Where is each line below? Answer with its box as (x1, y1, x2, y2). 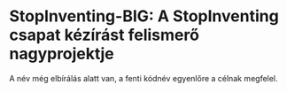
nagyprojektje (9, 44, 115, 64)
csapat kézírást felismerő (9, 25, 199, 45)
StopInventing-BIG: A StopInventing (9, 6, 279, 27)
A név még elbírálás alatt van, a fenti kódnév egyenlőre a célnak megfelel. (9, 73, 278, 83)
